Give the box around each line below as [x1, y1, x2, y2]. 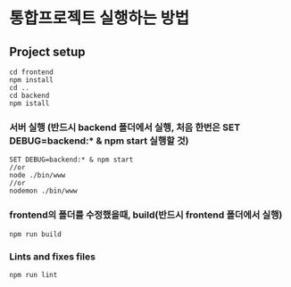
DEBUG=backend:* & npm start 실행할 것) [9, 135, 189, 147]
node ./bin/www [9, 171, 66, 180]
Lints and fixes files [9, 250, 96, 263]
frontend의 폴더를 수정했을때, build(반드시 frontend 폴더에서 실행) [9, 209, 283, 221]
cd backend [9, 91, 50, 100]
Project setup [9, 44, 87, 59]
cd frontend [9, 68, 54, 77]
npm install [9, 76, 54, 85]
